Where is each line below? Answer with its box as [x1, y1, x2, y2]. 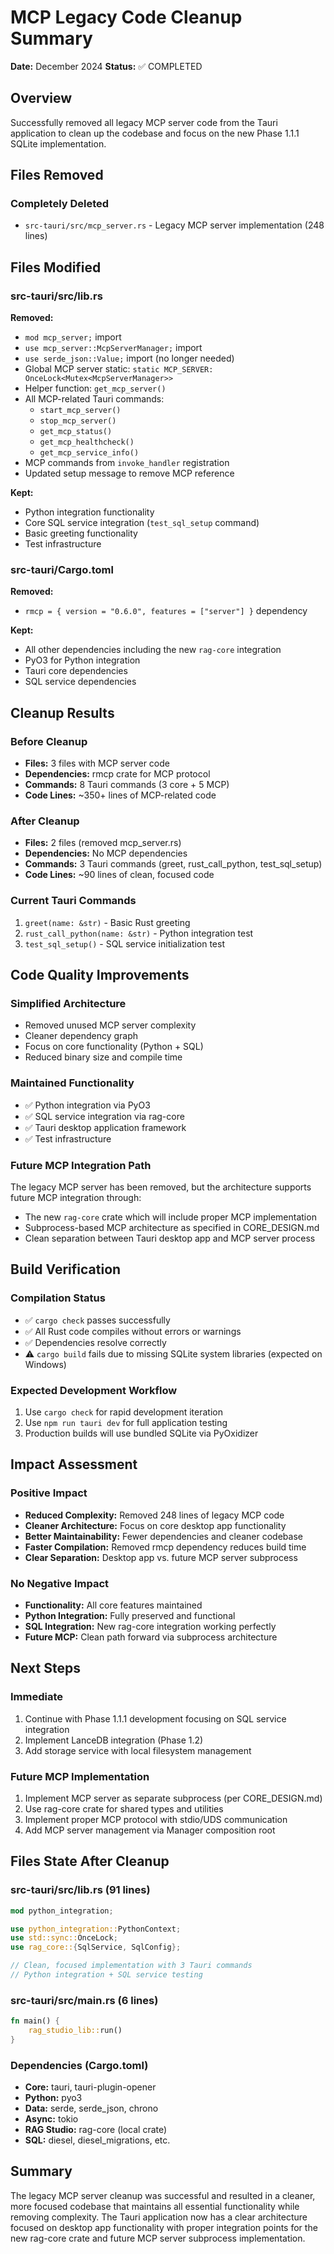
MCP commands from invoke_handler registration [24, 457, 230, 469]
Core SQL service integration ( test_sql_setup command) [24, 517, 260, 529]
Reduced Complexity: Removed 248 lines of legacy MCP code [24, 1509, 285, 1521]
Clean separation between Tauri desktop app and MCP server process [24, 1232, 316, 1244]
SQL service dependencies [24, 676, 137, 688]
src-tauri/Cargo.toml [10, 563, 114, 577]
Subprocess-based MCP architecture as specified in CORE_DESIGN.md [24, 1221, 320, 1233]
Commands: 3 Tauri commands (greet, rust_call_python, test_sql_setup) [24, 858, 323, 870]
